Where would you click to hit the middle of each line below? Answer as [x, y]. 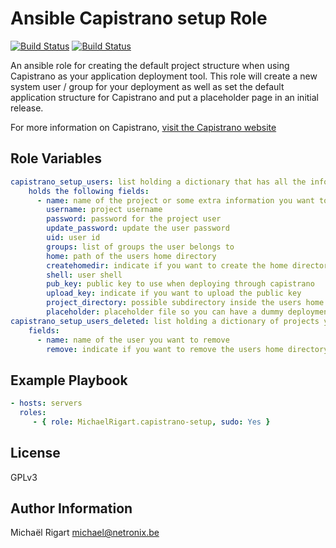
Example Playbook [69, 380]
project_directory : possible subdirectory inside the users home [185, 303]
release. [27, 108]
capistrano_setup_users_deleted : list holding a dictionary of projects [165, 321]
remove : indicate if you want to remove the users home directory [187, 349]
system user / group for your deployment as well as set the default [147, 86]
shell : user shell [84, 275]
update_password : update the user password [138, 228]
